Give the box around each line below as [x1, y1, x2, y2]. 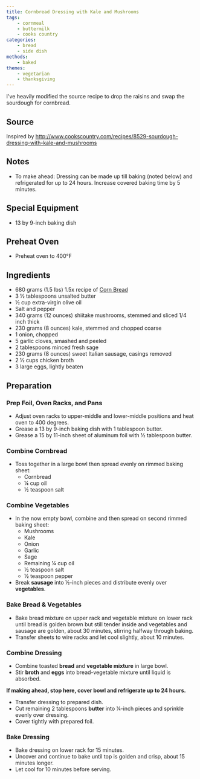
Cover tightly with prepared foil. [15, 718, 94, 725]
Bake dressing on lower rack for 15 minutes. [15, 746, 124, 754]
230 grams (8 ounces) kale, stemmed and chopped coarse [15, 324, 162, 332]
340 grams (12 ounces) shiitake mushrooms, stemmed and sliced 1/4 [15, 312, 187, 319]
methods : [6, 54, 28, 60]
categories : [6, 37, 36, 43]
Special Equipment [6, 203, 79, 213]
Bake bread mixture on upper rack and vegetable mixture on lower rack [15, 614, 193, 621]
